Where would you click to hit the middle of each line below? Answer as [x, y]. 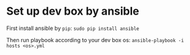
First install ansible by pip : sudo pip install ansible [73, 28]
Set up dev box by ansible [73, 11]
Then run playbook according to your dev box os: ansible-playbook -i [95, 40]
